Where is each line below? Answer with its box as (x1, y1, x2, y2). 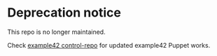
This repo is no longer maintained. (7, 28, 106, 36)
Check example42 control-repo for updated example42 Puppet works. (7, 41, 211, 49)
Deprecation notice (7, 5, 121, 21)
